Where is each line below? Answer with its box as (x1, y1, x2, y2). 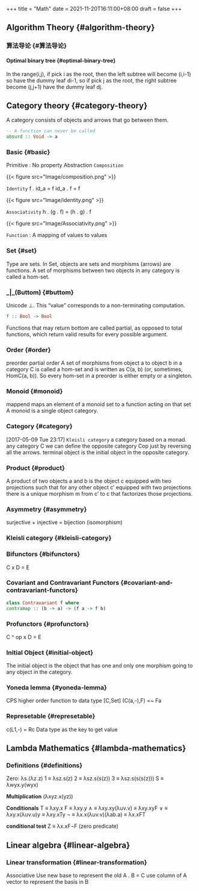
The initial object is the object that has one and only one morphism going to (6, 662, 194, 670)
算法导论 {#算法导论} (6, 42, 67, 50)
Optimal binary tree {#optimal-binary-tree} (6, 57, 116, 64)
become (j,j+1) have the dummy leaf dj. (6, 83, 103, 90)
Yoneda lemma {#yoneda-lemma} (6, 683, 107, 692)
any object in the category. (6, 668, 73, 676)
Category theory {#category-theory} (6, 100, 148, 111)
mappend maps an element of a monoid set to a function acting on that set (6, 401, 191, 408)
